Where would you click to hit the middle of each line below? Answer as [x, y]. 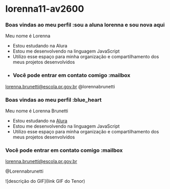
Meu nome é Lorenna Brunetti [37, 111]
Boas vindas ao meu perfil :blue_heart [54, 100]
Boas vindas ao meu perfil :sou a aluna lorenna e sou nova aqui [85, 25]
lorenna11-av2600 [45, 9]
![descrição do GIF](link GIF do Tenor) [45, 181]
